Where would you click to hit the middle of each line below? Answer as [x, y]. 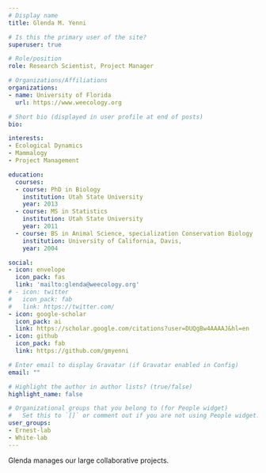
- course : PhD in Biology [58, 189]
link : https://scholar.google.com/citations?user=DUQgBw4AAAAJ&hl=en [132, 329]
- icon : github [33, 336]
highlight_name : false [46, 394]
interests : [26, 138]
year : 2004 [40, 248]
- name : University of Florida [60, 95]
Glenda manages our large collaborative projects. [89, 460]
